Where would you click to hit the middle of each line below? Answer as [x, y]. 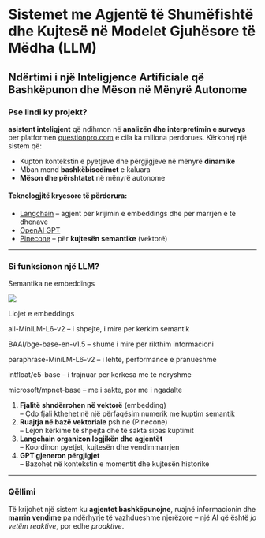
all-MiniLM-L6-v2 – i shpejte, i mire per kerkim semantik [99, 329]
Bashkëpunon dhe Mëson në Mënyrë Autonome [128, 90]
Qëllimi [22, 492]
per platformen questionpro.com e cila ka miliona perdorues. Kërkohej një [127, 137]
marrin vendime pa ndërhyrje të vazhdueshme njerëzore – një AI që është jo [132, 517]
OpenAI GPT [40, 230]
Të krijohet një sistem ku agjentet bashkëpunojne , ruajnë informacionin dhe [132, 509]
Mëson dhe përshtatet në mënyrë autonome [92, 177]
